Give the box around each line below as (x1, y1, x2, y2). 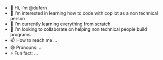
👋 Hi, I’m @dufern (10, 5, 47, 11)
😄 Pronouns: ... (10, 44, 43, 50)
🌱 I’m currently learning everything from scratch (10, 21, 111, 27)
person (10, 16, 25, 21)
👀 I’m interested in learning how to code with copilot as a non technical (10, 10, 158, 16)
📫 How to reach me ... (10, 37, 57, 43)
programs (10, 32, 31, 37)
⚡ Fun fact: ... (10, 50, 38, 56)
